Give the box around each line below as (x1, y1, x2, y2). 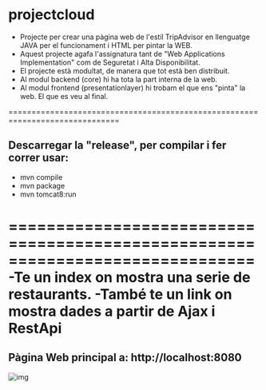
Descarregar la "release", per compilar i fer (8, 138, 227, 153)
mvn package (19, 181, 66, 190)
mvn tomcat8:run (19, 189, 77, 199)
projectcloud (8, 6, 95, 24)
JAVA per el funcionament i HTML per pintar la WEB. (19, 40, 193, 50)
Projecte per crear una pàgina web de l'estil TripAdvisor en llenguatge (19, 32, 250, 42)
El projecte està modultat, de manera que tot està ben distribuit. (19, 66, 230, 75)
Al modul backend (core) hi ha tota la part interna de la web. (19, 74, 218, 84)
